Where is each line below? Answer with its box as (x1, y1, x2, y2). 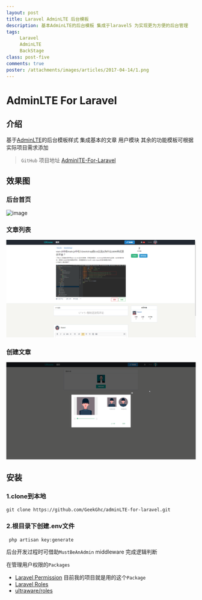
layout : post (6, 10, 39, 16)
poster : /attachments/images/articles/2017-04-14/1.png (6, 67, 149, 73)
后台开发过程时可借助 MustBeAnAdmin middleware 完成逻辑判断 (6, 548, 158, 555)
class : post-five (6, 54, 50, 60)
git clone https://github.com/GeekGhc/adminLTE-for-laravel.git (6, 507, 171, 513)
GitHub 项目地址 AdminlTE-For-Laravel (20, 157, 116, 164)
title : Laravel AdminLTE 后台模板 (6, 16, 89, 22)
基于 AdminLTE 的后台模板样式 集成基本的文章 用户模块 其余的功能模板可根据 (6, 136, 194, 143)
